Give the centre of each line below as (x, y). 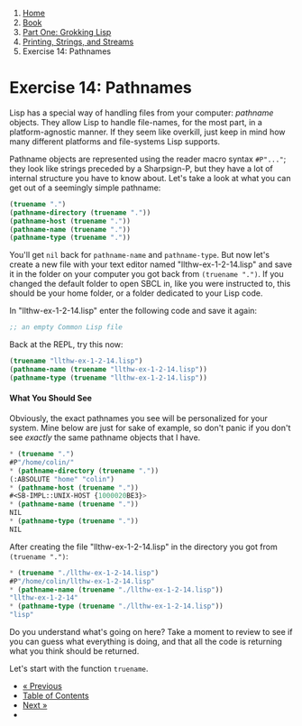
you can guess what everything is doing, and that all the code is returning (146, 642)
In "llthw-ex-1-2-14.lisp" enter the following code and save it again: (133, 311)
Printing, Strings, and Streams (78, 41)
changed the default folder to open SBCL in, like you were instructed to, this (150, 284)
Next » (35, 705)
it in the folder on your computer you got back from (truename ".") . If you (146, 274)
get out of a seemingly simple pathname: (85, 188)
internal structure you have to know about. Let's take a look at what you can (150, 178)
